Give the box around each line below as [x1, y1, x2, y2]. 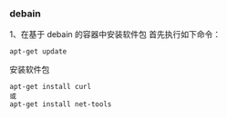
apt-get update [9, 47, 67, 56]
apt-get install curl [9, 83, 92, 92]
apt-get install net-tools [9, 100, 112, 109]
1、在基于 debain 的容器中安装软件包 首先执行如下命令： [9, 29, 222, 40]
